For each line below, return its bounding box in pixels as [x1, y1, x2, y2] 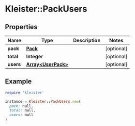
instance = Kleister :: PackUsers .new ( [5, 99, 81, 104]
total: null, [9, 108, 36, 113]
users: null [9, 112, 34, 117]
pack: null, [9, 103, 34, 109]
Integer [26, 53, 44, 60]
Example [5, 78, 32, 86]
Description [73, 37, 101, 44]
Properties [5, 23, 38, 31]
